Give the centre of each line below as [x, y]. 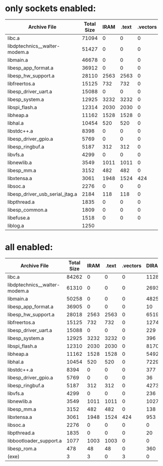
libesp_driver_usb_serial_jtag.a [42, 194]
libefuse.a [19, 217]
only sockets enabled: [50, 8]
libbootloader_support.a [35, 441]
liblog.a [16, 225]
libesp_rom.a [22, 449]
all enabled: [29, 247]
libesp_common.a [27, 210]
